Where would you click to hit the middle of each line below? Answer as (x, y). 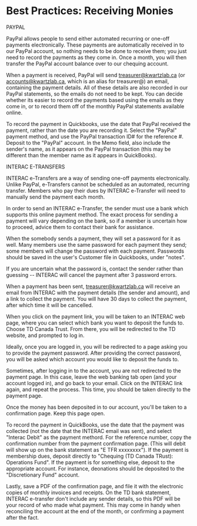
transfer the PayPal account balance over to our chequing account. (87, 64)
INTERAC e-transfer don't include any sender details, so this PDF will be (93, 498)
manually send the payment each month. (56, 197)
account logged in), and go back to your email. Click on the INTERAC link (94, 383)
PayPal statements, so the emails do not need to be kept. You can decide (95, 94)
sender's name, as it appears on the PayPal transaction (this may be (89, 149)
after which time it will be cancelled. (50, 305)
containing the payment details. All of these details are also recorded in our (97, 87)
